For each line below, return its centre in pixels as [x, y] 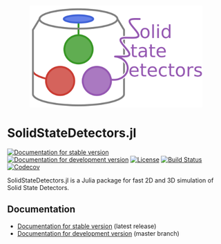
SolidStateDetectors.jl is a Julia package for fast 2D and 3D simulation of [110, 180]
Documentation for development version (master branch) [98, 233]
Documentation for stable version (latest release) [87, 226]
